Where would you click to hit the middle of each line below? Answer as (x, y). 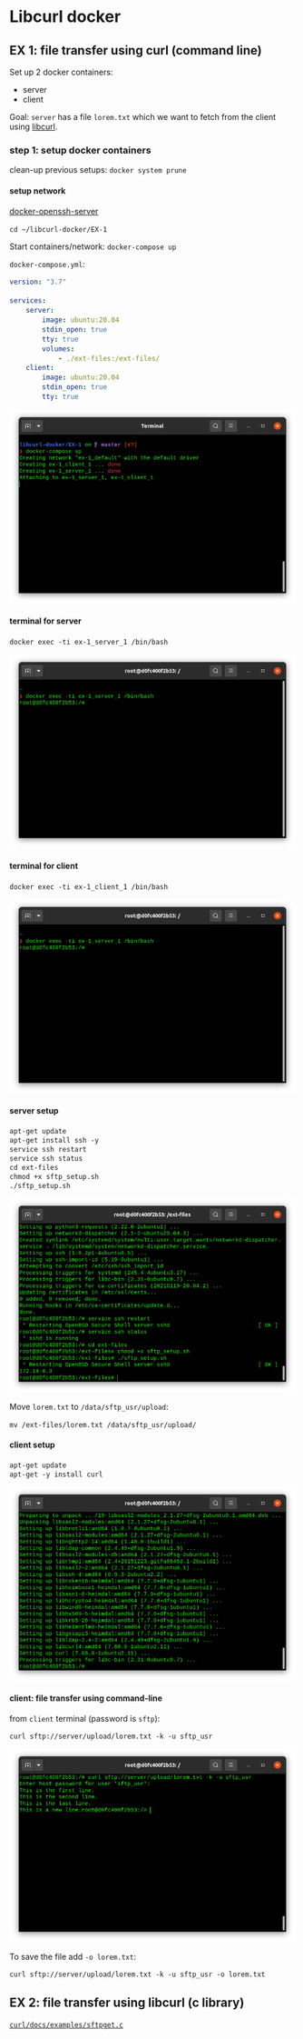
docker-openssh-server (54, 211)
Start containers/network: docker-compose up (93, 246)
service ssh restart (49, 1149)
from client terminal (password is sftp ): (85, 1718)
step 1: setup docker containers (80, 150)
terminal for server (45, 621)
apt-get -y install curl (56, 1474)
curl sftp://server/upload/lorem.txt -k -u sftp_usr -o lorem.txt (137, 1974)
